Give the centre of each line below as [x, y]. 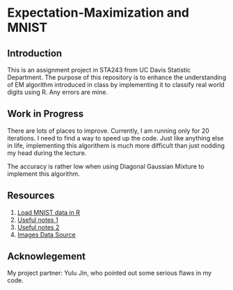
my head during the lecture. [47, 153]
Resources [31, 196]
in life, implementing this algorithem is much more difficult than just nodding [116, 145]
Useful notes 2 [38, 227]
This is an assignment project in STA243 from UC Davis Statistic [99, 70]
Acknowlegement [46, 256]
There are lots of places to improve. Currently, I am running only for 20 [109, 131]
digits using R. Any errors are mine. [57, 92]
